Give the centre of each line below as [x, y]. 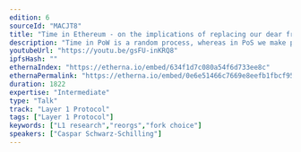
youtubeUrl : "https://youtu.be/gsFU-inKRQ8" [94, 51]
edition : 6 [30, 17]
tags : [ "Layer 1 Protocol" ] [62, 117]
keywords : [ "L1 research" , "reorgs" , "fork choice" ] [106, 126]
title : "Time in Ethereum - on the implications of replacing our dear [146, 34]
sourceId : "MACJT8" [46, 26]
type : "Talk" [34, 101]
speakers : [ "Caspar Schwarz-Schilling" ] [86, 134]
